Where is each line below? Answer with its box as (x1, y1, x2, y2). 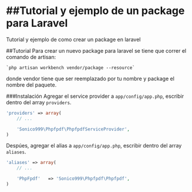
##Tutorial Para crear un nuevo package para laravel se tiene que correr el (6, 47, 187, 54)
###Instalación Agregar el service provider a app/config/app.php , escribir (6, 92, 184, 100)
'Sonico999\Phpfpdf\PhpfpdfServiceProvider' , (16, 126, 130, 132)
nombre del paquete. (6, 81, 57, 88)
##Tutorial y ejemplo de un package (6, 4, 185, 18)
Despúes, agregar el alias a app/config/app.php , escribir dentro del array (6, 142, 182, 149)
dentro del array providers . (6, 98, 72, 106)
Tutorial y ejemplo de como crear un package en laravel (6, 36, 141, 43)
